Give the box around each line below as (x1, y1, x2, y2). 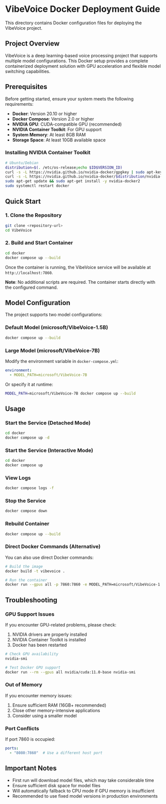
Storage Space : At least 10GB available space (12, 137, 106, 143)
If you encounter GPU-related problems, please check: (5, 622, 117, 627)
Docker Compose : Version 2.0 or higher (12, 116, 94, 122)
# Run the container (5, 578, 48, 582)
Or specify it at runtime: (5, 381, 53, 387)
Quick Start (5, 197, 41, 206)
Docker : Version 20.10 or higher (12, 110, 78, 117)
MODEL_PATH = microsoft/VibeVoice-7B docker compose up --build (5, 391, 136, 396)
